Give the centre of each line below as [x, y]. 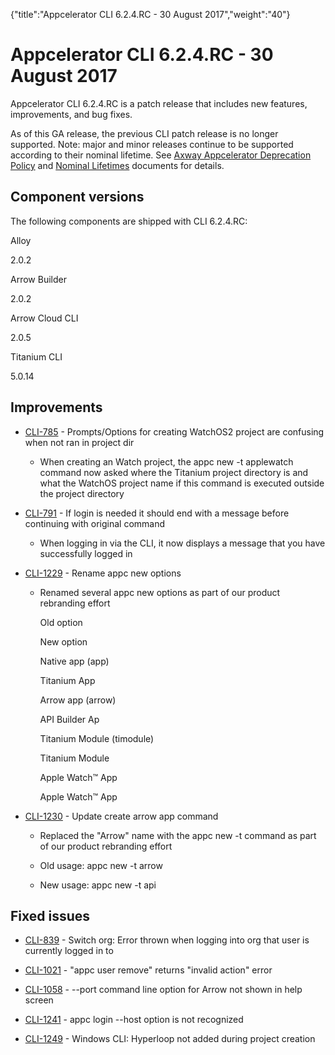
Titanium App [67, 680]
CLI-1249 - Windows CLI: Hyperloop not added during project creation [170, 1039]
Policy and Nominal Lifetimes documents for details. [117, 165]
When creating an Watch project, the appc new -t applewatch [166, 461]
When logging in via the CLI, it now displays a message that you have [182, 543]
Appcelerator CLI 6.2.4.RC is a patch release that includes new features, [159, 103]
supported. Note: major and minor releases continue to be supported [152, 144]
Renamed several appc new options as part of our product [160, 592]
